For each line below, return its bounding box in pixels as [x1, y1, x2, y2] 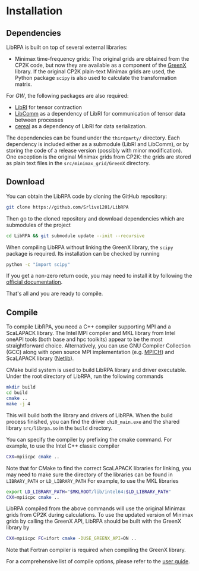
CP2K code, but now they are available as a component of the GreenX [14, 61, 187, 69]
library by [6, 524, 30, 531]
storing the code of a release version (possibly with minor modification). [6, 147, 183, 154]
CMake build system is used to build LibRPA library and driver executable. [6, 367, 187, 374]
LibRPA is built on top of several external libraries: [6, 44, 128, 51]
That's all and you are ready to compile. [6, 290, 103, 297]
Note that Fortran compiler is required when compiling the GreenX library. [6, 547, 186, 554]
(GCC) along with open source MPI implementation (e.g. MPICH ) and [6, 349, 174, 356]
